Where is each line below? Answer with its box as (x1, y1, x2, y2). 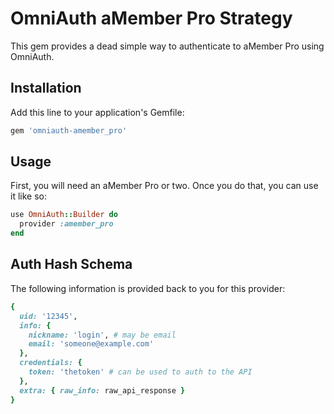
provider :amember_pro (19, 219, 114, 229)
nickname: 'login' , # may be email (28, 330, 177, 340)
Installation (10, 80, 82, 97)
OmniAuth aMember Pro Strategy (10, 7, 293, 30)
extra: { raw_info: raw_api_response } (19, 385, 186, 396)
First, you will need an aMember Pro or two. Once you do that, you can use (10, 180, 319, 192)
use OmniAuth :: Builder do (10, 210, 118, 220)
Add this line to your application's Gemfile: (10, 106, 185, 118)
